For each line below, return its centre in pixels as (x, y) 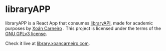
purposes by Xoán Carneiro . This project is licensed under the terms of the (83, 28)
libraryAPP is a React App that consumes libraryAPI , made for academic (79, 23)
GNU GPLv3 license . (26, 33)
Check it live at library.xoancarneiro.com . (48, 43)
